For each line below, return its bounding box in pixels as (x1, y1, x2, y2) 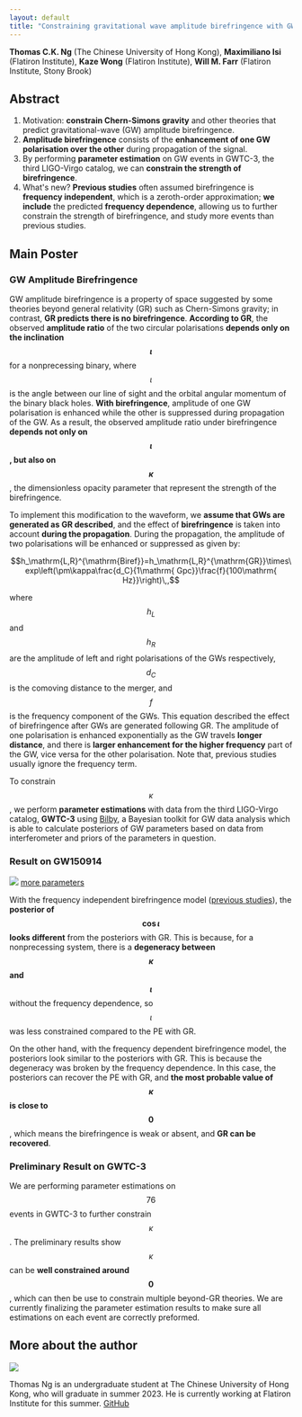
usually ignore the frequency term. (9, 759, 138, 770)
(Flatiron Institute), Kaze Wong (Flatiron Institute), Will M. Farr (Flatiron (9, 56, 271, 67)
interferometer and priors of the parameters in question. (9, 833, 217, 843)
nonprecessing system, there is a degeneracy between (9, 941, 216, 952)
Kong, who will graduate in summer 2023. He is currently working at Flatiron (9, 1388, 291, 1399)
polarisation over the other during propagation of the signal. (22, 144, 248, 155)
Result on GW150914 (9, 855, 102, 868)
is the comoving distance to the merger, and (9, 682, 173, 693)
